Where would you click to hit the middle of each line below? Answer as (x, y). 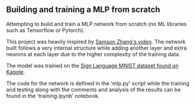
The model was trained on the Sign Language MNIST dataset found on (92, 65)
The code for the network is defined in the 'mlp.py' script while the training (98, 83)
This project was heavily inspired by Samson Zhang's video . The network (96, 41)
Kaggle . (16, 72)
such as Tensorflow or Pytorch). (45, 30)
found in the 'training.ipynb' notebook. (53, 96)
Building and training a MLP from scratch (83, 10)
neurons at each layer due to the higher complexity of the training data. (93, 54)
